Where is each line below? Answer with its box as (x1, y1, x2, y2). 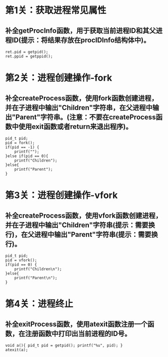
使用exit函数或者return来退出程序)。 (18, 122, 133, 131)
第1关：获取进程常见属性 (5, 5, 107, 16)
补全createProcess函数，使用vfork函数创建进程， (5, 211, 162, 220)
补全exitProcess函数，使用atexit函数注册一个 (5, 320, 148, 328)
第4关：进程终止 (5, 298, 73, 310)
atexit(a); (5, 347, 28, 352)
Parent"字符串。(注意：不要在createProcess (15, 113, 156, 121)
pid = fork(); (5, 140, 35, 145)
